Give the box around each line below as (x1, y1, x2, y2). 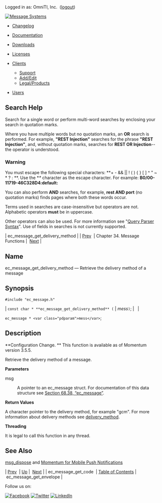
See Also (5, 446, 32, 455)
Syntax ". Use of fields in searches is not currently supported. (5, 224, 127, 229)
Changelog (12, 23, 34, 29)
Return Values (5, 399, 34, 405)
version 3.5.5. (5, 347, 32, 353)
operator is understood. (12, 146, 59, 152)
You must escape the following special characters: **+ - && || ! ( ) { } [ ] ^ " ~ (5, 170, 157, 176)
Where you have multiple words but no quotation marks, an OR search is (5, 131, 149, 137)
